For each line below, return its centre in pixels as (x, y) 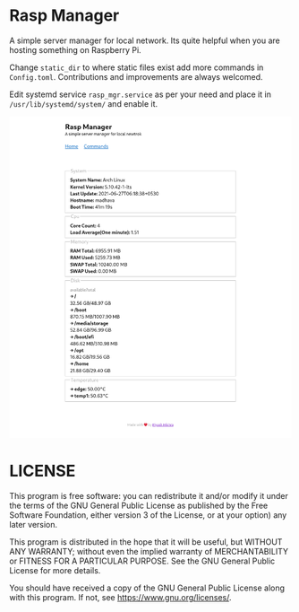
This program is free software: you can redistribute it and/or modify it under (149, 495)
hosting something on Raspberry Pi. (75, 49)
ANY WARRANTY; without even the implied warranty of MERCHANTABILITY (149, 551)
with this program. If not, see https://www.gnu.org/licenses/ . (120, 597)
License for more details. (55, 570)
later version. (34, 524)
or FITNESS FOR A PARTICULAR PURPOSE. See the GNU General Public (142, 561)
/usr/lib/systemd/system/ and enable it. (84, 103)
